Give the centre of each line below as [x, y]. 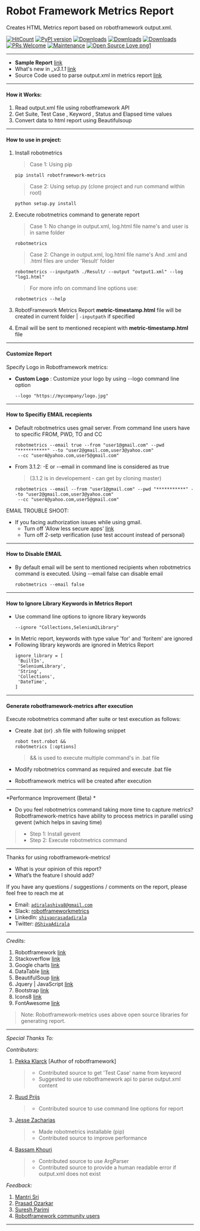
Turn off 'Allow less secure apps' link [69, 528]
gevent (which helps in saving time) [58, 822]
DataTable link [32, 972]
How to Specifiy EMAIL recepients [49, 415]
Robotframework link [40, 952]
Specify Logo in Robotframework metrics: [57, 367]
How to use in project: [34, 140]
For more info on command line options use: [84, 288]
